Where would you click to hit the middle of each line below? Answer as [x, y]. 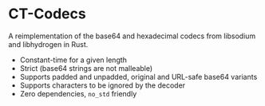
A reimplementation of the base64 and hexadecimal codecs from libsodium [132, 36]
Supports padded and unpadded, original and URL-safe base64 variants [138, 77]
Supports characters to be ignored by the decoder [103, 85]
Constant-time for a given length [73, 60]
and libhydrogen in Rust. [48, 44]
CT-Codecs [47, 14]
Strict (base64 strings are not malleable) [86, 68]
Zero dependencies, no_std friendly [78, 93]
